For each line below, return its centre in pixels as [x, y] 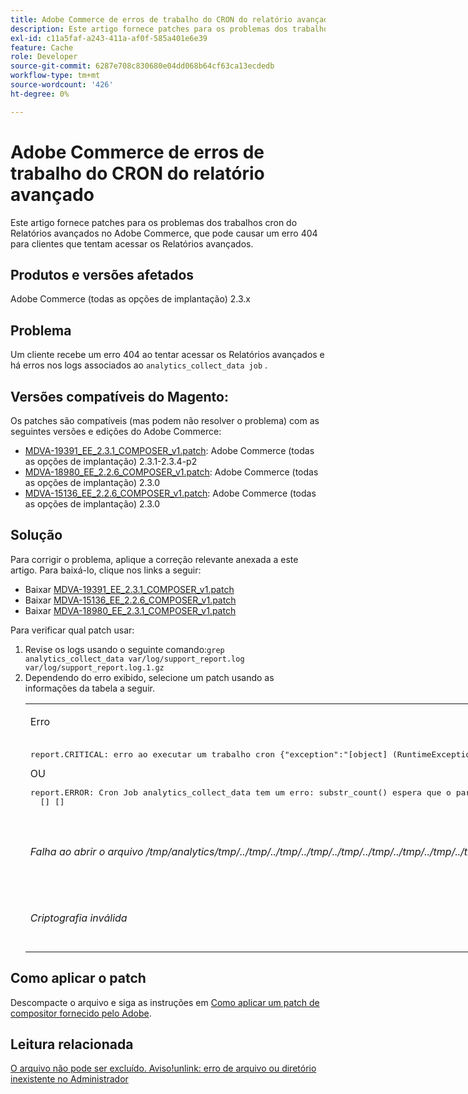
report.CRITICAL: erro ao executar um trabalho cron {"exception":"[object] [208, 754]
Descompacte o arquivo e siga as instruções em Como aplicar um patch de [165, 1002]
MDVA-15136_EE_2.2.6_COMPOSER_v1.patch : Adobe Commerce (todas [170, 493]
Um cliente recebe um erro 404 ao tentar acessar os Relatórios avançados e [167, 355]
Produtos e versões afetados [102, 274]
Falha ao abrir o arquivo [86, 851]
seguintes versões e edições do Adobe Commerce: [116, 431]
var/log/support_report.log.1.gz [94, 667]
